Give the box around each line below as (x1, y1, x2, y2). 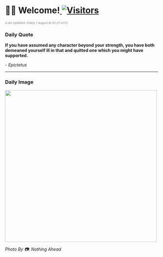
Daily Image (5, 79, 34, 86)
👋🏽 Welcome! (5, 5, 60, 16)
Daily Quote (5, 31, 33, 38)
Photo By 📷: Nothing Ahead (5, 246, 62, 252)
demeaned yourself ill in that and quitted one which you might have (5, 48, 144, 53)
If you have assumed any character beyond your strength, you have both (5, 42, 155, 48)
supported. (5, 52, 28, 58)
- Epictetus (5, 62, 27, 68)
